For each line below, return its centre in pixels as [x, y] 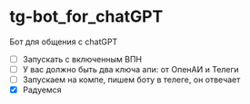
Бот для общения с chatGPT [64, 42]
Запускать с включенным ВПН [82, 59]
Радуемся [42, 90]
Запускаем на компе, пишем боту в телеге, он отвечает [131, 80]
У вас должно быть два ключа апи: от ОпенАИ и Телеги [130, 69]
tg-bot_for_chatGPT [86, 17]
